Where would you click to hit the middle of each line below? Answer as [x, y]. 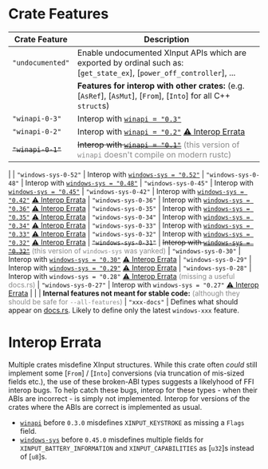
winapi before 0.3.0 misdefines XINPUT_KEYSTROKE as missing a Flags [132, 422]
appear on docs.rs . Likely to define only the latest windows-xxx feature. [124, 310]
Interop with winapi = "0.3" [129, 118]
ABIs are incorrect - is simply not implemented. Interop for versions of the [129, 398]
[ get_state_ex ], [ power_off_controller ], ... [156, 73]
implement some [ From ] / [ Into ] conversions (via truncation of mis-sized [126, 373]
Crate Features [59, 14]
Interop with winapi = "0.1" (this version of [158, 145]
